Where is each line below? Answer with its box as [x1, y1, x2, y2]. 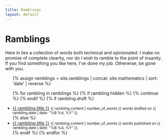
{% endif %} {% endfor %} [12, 130, 68, 136]
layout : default [5, 12, 39, 17]
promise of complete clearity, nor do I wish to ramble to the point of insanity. [5, 55, 162, 61]
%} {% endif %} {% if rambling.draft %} [12, 96, 94, 102]
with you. [5, 66, 24, 72]
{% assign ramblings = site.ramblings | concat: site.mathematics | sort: [12, 75, 158, 81]
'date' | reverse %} [12, 81, 51, 87]
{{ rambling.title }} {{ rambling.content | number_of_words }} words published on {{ [12, 120, 161, 126]
